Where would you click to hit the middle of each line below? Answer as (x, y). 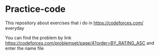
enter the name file (24, 48)
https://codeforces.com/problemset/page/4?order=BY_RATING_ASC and (80, 43)
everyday (15, 28)
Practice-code (35, 9)
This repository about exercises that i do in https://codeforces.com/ (74, 23)
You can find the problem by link (38, 38)
